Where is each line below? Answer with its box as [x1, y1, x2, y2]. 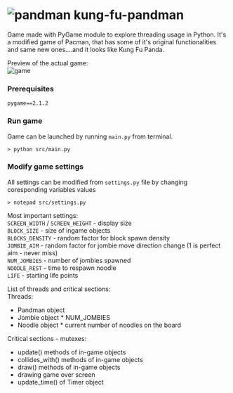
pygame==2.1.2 [7, 100, 49, 107]
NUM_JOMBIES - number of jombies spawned [7, 256, 131, 264]
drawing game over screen [17, 370, 96, 379]
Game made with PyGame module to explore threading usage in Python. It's [7, 30, 227, 39]
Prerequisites [7, 84, 54, 94]
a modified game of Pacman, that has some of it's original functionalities [7, 37, 217, 46]
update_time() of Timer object [17, 378, 104, 386]
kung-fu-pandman [73, 7, 185, 23]
